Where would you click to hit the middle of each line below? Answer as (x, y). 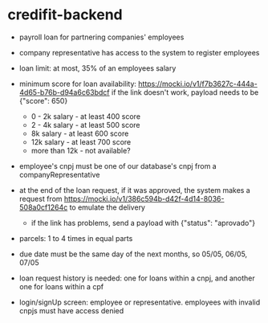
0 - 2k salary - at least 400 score (86, 116)
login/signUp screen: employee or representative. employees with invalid (140, 302)
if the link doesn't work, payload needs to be (185, 92)
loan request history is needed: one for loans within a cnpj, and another (137, 278)
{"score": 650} (43, 100)
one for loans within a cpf (61, 286)
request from (41, 198)
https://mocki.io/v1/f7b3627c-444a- (198, 84)
